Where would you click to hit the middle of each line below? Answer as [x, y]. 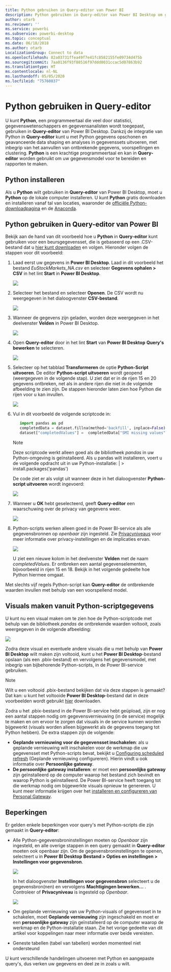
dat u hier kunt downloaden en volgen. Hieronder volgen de [86, 247]
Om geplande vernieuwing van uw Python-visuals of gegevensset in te [87, 911]
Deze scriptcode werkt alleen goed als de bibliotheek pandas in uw [83, 452]
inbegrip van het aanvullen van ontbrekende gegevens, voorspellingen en [82, 147]
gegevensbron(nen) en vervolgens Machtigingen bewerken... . [79, 886]
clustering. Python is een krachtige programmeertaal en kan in [71, 153]
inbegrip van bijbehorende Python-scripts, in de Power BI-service [74, 665]
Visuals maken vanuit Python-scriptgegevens [80, 606]
